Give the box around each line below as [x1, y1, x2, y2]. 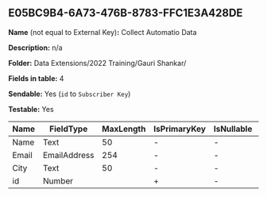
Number [42, 175, 74, 186]
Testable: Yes [8, 104, 54, 114]
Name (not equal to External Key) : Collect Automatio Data [8, 27, 197, 37]
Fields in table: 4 [8, 73, 64, 83]
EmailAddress [42, 149, 95, 160]
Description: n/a [8, 43, 63, 52]
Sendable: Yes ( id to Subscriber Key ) [8, 89, 131, 98]
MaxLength [102, 123, 146, 134]
